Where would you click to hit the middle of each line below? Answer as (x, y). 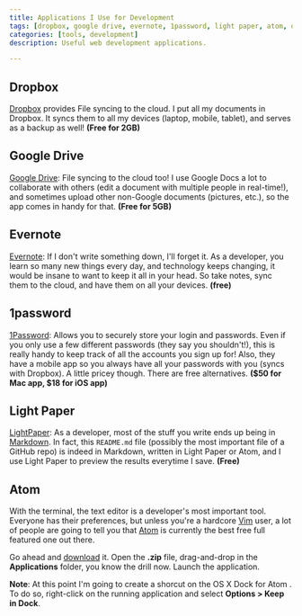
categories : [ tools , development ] (74, 34)
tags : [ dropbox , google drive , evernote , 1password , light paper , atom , (148, 26)
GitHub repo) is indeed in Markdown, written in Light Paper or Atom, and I (145, 451)
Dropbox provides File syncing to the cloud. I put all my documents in (138, 109)
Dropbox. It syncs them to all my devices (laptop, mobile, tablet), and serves (150, 119)
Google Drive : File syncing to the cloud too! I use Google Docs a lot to (138, 177)
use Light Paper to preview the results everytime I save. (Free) (124, 461)
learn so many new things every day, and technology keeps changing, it (142, 265)
